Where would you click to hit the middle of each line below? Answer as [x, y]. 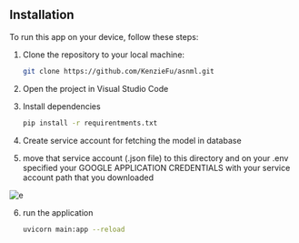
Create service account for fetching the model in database [132, 140]
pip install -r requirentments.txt [90, 123]
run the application [58, 212]
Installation [42, 15]
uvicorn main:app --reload [74, 229]
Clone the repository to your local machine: [103, 55]
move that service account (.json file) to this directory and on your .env [155, 157]
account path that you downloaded [88, 177]
